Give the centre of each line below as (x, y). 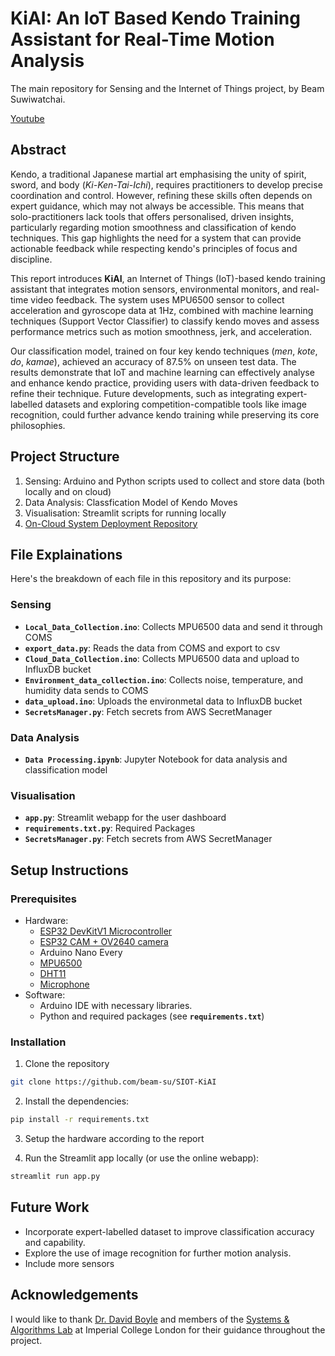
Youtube (27, 118)
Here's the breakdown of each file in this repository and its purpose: (151, 579)
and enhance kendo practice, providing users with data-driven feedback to (165, 383)
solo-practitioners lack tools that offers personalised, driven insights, (152, 216)
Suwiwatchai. (38, 99)
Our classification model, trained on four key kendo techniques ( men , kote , (164, 351)
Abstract (38, 150)
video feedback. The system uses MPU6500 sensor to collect (157, 299)
